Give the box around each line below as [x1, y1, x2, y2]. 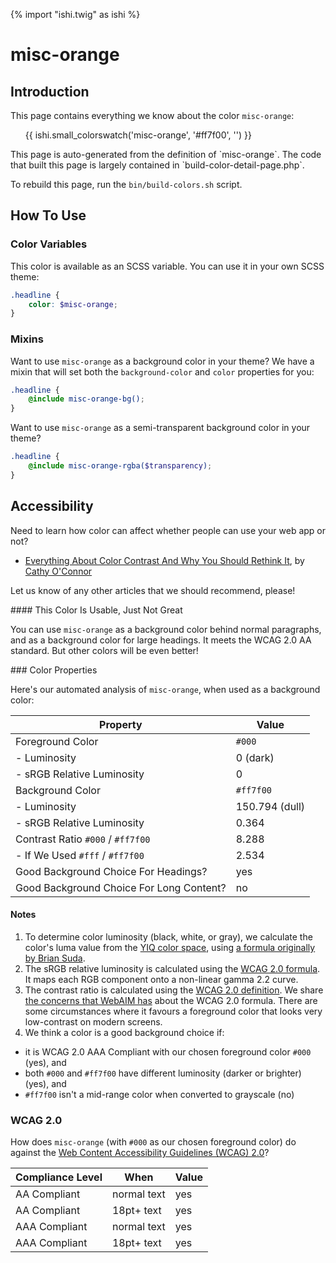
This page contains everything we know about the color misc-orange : [10, 110, 295, 121]
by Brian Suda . [24, 952, 86, 964]
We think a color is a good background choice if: [24, 1026, 225, 1038]
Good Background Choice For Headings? [15, 864, 208, 878]
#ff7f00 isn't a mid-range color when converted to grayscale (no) [24, 1088, 295, 1100]
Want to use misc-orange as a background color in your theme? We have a [10, 355, 315, 367]
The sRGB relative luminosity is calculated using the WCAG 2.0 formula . [24, 962, 321, 974]
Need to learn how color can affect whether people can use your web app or [10, 524, 327, 536]
